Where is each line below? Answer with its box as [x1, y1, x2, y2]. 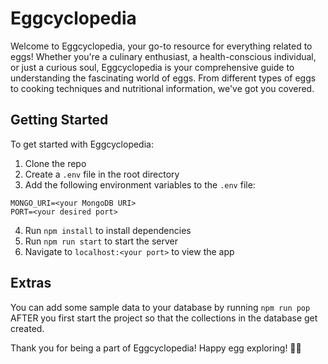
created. [10, 322, 45, 334]
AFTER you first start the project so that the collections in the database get [10, 312, 318, 324]
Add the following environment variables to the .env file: [24, 178, 256, 191]
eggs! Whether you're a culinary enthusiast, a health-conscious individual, [10, 50, 317, 62]
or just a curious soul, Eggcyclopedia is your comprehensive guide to [10, 61, 295, 73]
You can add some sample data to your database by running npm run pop [10, 301, 311, 313]
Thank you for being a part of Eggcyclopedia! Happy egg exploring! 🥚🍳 [10, 342, 302, 354]
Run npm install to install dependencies [24, 224, 192, 236]
